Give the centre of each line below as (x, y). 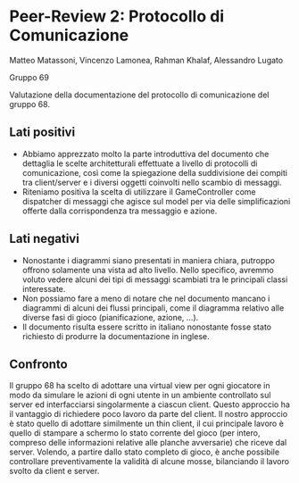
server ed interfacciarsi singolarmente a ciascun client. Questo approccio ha (149, 404)
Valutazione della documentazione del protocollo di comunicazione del (139, 95)
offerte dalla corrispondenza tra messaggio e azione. (120, 211)
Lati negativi (45, 239)
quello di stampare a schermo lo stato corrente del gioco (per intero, (135, 433)
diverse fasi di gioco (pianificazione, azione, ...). (110, 317)
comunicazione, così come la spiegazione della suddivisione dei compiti (155, 172)
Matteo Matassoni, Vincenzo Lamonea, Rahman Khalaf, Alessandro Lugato (146, 60)
